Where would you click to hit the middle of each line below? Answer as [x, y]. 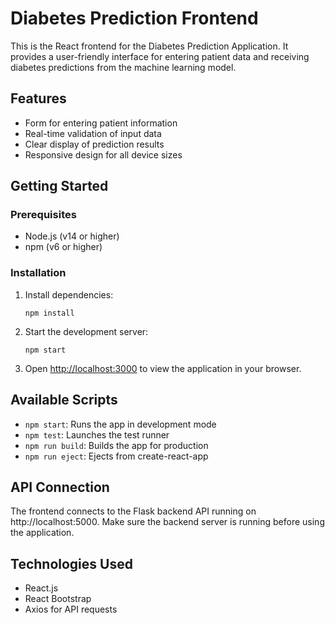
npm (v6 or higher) [63, 247]
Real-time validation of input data [93, 133]
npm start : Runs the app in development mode [120, 424]
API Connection [60, 487]
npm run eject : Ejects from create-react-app [116, 456]
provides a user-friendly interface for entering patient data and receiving [160, 56]
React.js [41, 588]
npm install [49, 313]
